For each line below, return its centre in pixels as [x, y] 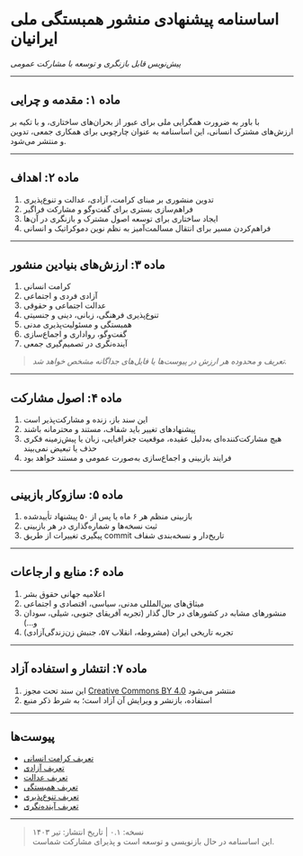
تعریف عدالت [45, 778]
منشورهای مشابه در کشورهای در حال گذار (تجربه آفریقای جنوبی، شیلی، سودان [155, 613]
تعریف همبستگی [51, 787]
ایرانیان [34, 38]
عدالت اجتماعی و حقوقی [65, 305]
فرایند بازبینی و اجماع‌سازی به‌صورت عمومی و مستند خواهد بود [127, 458]
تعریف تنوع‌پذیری [51, 797]
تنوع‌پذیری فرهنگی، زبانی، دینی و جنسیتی [91, 315]
